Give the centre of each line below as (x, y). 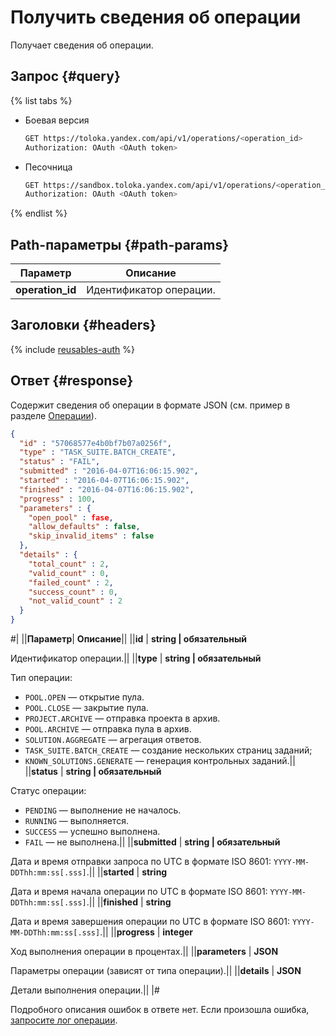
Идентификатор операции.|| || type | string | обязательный (136, 658)
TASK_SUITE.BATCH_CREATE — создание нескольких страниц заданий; (168, 750)
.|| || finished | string (129, 902)
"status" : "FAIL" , (60, 462)
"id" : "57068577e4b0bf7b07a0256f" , (95, 443)
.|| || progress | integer (146, 932)
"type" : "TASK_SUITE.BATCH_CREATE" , (98, 452)
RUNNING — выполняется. (76, 821)
